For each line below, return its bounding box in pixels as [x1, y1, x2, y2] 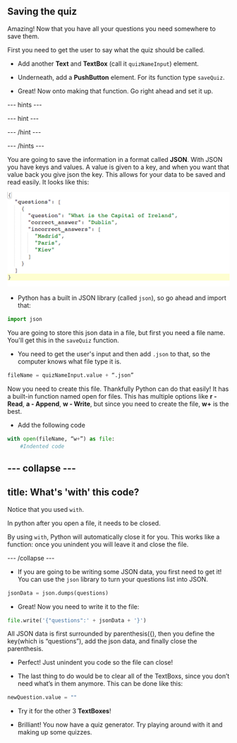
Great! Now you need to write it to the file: [17, 602, 140, 611]
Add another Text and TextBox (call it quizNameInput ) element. [17, 59, 199, 68]
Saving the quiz [7, 6, 78, 18]
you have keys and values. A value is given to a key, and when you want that [7, 163, 229, 171]
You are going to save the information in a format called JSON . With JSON [7, 155, 223, 163]
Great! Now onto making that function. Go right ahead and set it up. [17, 86, 214, 95]
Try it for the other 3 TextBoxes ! [17, 707, 111, 715]
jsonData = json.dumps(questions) [7, 590, 109, 597]
